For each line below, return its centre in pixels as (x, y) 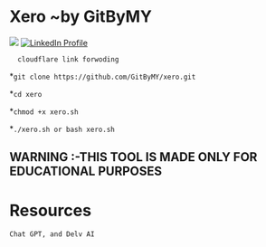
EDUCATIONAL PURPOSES (86, 171)
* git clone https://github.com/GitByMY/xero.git (103, 76)
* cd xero (26, 93)
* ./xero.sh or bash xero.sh (62, 128)
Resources (51, 210)
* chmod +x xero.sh (44, 111)
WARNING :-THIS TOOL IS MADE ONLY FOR (133, 157)
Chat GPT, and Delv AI (52, 234)
